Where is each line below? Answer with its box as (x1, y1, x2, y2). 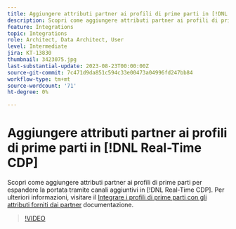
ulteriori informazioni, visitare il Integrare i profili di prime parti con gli (7, 193, 207, 202)
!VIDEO (24, 214, 46, 223)
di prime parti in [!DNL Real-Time (7, 140, 202, 156)
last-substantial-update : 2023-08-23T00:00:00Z (7, 63, 150, 70)
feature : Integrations (7, 23, 74, 30)
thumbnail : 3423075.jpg (7, 56, 77, 63)
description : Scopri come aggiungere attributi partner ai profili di (7, 17, 218, 24)
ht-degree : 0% (7, 89, 49, 96)
